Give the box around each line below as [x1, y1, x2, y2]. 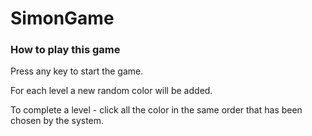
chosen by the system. [10, 115, 105, 127]
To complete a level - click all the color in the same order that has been [10, 104, 303, 116]
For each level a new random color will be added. [10, 85, 213, 97]
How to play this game [10, 43, 121, 57]
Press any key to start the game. [10, 65, 144, 77]
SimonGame [10, 7, 115, 30]
